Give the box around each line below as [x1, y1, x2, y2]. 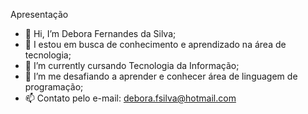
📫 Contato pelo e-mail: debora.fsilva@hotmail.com [24, 92, 237, 104]
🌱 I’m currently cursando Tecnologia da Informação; [24, 60, 240, 71]
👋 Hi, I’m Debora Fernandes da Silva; [24, 28, 177, 39]
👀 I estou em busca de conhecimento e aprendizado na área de [24, 39, 287, 50]
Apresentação [10, 9, 69, 20]
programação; [24, 81, 84, 93]
